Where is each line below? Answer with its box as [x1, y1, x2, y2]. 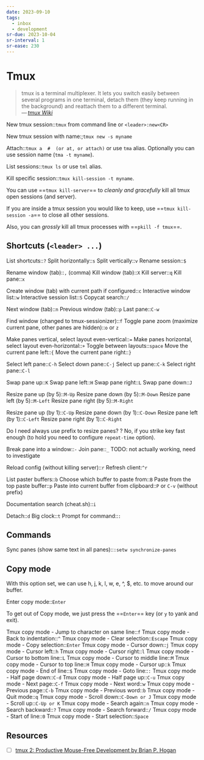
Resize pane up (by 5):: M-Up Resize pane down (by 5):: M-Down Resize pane [6, 390, 191, 397]
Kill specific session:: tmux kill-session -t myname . [6, 175, 135, 182]
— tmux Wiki [21, 109, 53, 116]
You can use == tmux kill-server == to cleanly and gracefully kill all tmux [6, 186, 190, 194]
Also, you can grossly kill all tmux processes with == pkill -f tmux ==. [6, 223, 182, 230]
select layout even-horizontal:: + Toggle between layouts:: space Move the [6, 342, 189, 349]
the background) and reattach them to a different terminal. [21, 102, 167, 110]
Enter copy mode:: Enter [6, 598, 66, 606]
